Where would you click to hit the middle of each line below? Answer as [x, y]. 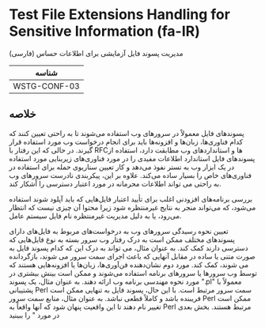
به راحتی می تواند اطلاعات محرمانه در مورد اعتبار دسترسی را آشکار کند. [115, 183]
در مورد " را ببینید [34, 315]
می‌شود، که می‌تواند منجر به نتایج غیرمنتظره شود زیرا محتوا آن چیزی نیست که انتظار [132, 207]
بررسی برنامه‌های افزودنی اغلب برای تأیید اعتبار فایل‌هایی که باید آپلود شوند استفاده [131, 198]
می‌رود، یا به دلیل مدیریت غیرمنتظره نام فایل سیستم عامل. [95, 216]
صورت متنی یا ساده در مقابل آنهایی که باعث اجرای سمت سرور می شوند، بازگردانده [132, 256]
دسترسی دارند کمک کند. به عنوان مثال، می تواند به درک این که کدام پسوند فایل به [129, 247]
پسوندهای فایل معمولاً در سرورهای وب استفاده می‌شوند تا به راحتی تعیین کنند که [127, 133]
